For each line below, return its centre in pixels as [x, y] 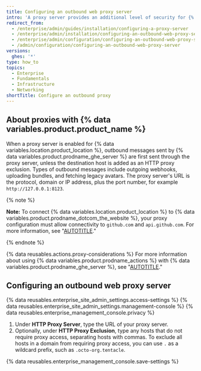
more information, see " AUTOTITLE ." [51, 231]
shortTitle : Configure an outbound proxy [59, 95]
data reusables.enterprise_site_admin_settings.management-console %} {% [100, 306]
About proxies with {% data [59, 120]
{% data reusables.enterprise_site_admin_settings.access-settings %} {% [97, 300]
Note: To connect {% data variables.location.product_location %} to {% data [100, 211]
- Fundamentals [31, 79]
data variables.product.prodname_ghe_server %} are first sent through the [98, 156]
